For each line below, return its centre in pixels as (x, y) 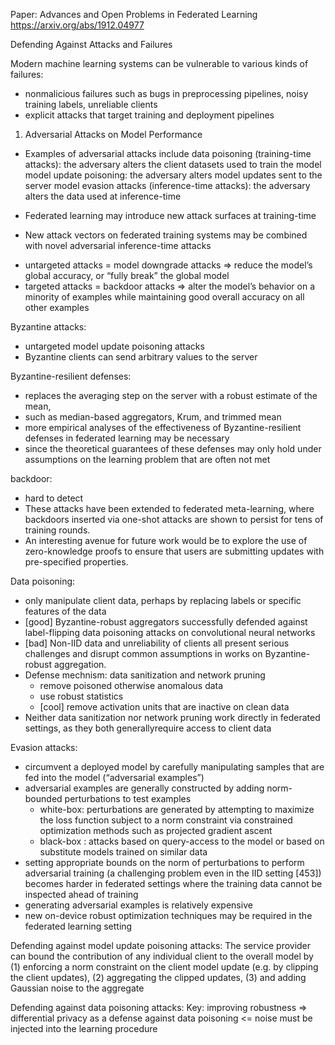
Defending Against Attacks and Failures (91, 44)
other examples (57, 307)
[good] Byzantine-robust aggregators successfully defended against (166, 622)
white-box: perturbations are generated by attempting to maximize (177, 809)
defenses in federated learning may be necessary (127, 438)
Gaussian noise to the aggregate (77, 988)
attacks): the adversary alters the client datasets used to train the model (173, 164)
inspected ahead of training (81, 894)
